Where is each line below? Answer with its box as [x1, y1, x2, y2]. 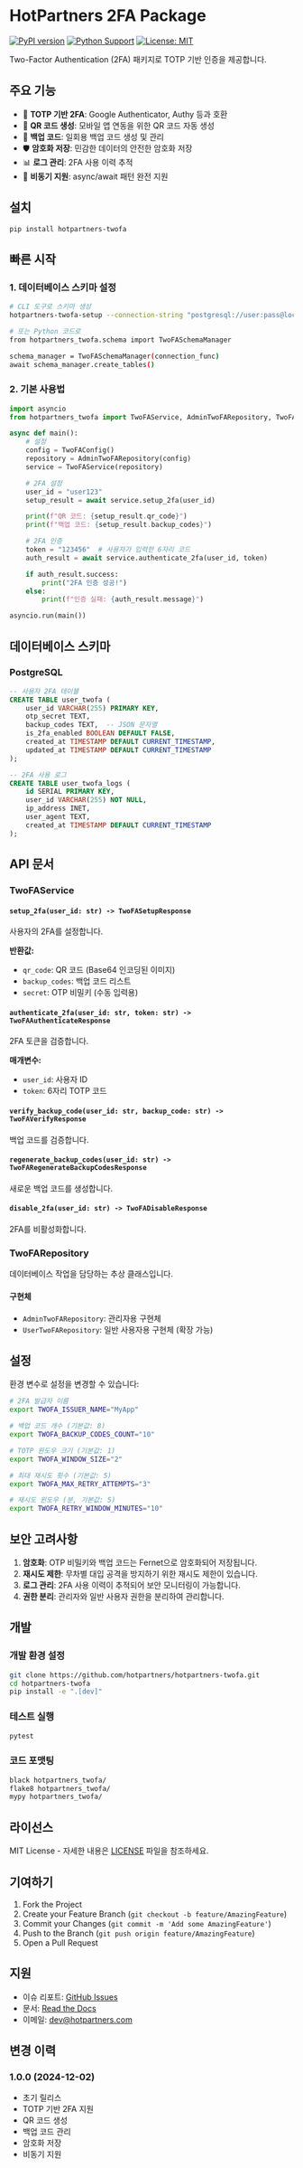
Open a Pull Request [22, 1937, 99, 1948]
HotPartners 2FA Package [9, 5, 207, 26]
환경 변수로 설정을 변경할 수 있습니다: [9, 1379, 140, 1390]
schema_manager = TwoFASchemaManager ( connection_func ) [9, 352, 220, 361]
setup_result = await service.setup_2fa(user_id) [25, 495, 216, 504]
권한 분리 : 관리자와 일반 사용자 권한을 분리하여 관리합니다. [22, 1590, 225, 1601]
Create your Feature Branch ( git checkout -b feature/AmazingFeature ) [22, 1909, 288, 1919]
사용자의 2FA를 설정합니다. [9, 926, 104, 937]
